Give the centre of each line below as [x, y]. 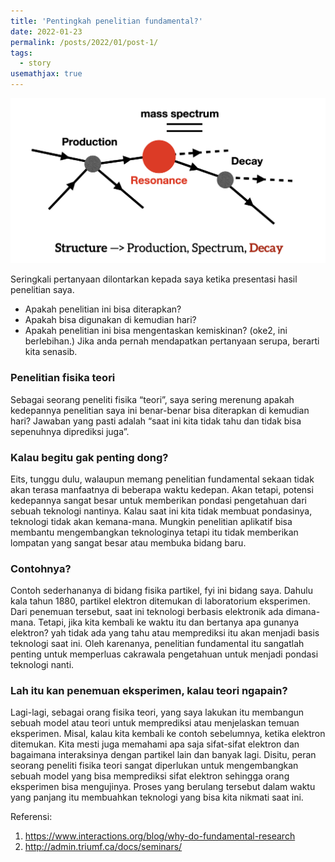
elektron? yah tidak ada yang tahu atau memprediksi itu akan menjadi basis [165, 633]
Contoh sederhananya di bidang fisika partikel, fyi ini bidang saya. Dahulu [161, 591]
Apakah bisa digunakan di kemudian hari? [110, 320]
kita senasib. [51, 352]
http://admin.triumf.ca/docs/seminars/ [103, 847]
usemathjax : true [46, 74]
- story [35, 63]
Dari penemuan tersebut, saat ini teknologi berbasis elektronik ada [147, 612]
